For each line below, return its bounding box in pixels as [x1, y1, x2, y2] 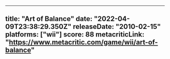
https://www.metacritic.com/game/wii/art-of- [9, 38, 158, 46]
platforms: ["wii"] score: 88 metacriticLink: [5, 30, 145, 39]
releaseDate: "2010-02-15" [72, 22, 161, 31]
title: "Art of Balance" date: [5, 14, 93, 23]
